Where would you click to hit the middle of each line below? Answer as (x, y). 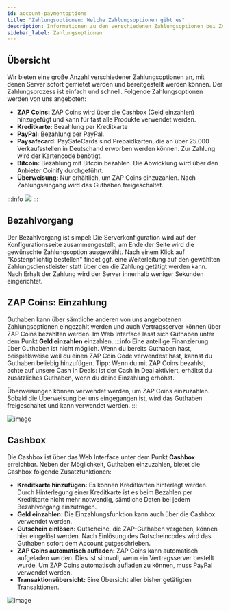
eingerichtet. (25, 281)
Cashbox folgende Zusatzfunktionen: (59, 472)
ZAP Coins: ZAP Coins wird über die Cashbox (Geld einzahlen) (106, 112)
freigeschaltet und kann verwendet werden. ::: (72, 405)
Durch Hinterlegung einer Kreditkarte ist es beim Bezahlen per (105, 492)
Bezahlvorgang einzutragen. (57, 507)
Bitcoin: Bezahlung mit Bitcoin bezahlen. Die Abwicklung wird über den (117, 163)
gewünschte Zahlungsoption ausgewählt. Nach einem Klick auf (96, 252)
